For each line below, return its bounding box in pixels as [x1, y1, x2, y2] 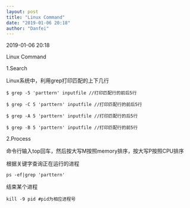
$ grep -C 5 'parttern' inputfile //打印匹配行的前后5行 [6, 102, 142, 108]
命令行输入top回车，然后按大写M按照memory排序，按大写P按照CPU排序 [6, 147, 185, 155]
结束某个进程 [6, 183, 38, 191]
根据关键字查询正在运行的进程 [6, 160, 79, 167]
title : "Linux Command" [6, 14, 66, 20]
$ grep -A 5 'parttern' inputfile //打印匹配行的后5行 [6, 113, 138, 119]
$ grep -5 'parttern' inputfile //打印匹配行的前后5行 [6, 90, 137, 96]
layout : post [6, 8, 39, 15]
